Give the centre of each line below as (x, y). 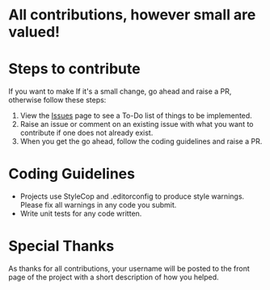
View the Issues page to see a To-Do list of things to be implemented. (136, 116)
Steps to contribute (74, 69)
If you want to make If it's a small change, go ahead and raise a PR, (120, 91)
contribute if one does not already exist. (86, 133)
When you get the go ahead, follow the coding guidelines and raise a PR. (141, 141)
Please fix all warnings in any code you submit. (98, 205)
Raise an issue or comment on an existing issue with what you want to (137, 124)
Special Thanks (61, 246)
